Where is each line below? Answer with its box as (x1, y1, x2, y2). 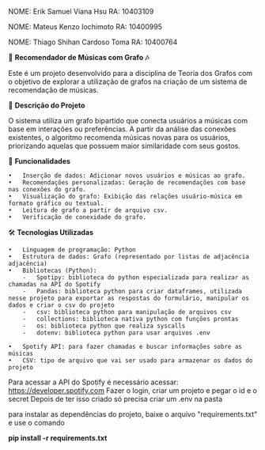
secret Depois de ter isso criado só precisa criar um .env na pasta (8, 395, 223, 403)
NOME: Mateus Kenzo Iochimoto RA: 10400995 (8, 22, 162, 31)
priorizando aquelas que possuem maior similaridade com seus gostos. (8, 142, 241, 150)
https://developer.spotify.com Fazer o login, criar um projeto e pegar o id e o (8, 386, 257, 395)
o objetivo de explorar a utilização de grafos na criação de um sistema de (8, 77, 248, 86)
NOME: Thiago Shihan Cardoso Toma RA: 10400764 (8, 37, 178, 47)
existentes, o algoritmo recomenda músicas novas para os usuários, (8, 133, 231, 142)
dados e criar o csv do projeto (8, 301, 115, 309)
